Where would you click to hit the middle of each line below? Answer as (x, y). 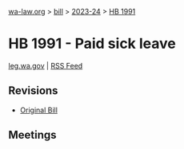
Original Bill (39, 110)
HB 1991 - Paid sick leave (92, 44)
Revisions (33, 91)
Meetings (33, 135)
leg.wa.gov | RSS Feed (46, 65)
